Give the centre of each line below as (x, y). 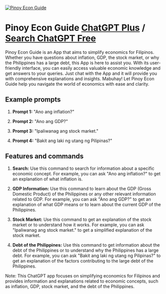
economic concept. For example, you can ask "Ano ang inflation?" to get (86, 173)
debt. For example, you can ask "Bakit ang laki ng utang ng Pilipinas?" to (86, 255)
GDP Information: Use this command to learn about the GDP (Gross (82, 188)
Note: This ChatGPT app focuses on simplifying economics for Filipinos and (83, 276)
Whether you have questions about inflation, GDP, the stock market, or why (82, 57)
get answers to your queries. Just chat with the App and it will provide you (81, 73)
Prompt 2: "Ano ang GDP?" (40, 121)
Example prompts (33, 100)
